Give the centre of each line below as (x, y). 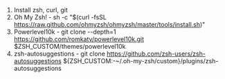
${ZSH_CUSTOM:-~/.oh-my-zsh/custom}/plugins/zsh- (141, 61)
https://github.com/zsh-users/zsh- (156, 54)
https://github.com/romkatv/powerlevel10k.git (79, 39)
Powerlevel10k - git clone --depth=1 (65, 32)
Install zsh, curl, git (40, 10)
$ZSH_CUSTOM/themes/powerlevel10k (70, 46)
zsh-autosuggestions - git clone (60, 54)
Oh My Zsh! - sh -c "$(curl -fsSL (60, 17)
